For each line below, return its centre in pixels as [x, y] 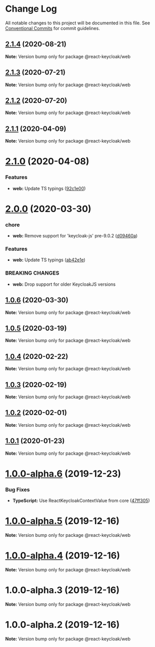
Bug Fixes [18, 489]
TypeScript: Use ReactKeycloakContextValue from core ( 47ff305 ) [81, 501]
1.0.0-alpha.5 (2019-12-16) [62, 521]
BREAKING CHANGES [32, 273]
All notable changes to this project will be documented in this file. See [78, 23]
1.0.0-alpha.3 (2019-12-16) [62, 590]
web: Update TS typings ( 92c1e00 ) [49, 188]
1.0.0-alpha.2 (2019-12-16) [63, 625]
